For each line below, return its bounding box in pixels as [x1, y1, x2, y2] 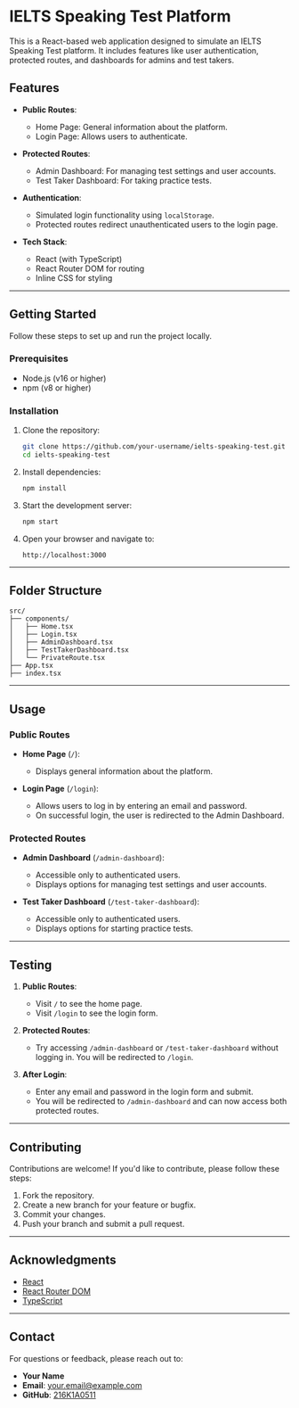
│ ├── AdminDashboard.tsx [9, 638, 114, 647]
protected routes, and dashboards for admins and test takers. [9, 54, 234, 65]
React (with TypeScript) [35, 253, 123, 264]
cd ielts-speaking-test [21, 450, 111, 460]
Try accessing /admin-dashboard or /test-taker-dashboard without [35, 1042, 279, 1053]
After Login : [21, 1069, 68, 1080]
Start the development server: [21, 499, 133, 510]
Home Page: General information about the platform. [35, 121, 229, 132]
